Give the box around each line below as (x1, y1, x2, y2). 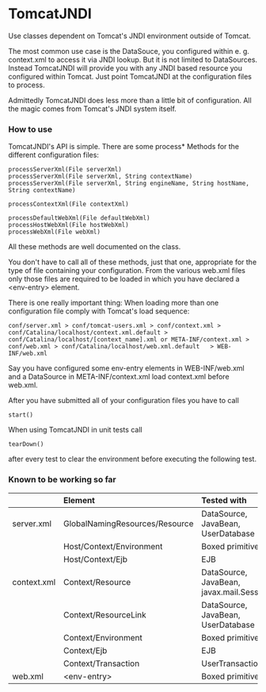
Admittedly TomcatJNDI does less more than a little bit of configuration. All (8, 95, 252, 105)
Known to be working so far (8, 474, 116, 485)
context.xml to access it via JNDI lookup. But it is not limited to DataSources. (8, 55, 258, 64)
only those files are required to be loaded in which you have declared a (8, 275, 240, 284)
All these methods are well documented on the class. (8, 242, 181, 252)
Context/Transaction (63, 658, 140, 669)
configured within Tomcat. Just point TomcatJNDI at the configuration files (8, 71, 252, 81)
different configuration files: (8, 150, 99, 160)
